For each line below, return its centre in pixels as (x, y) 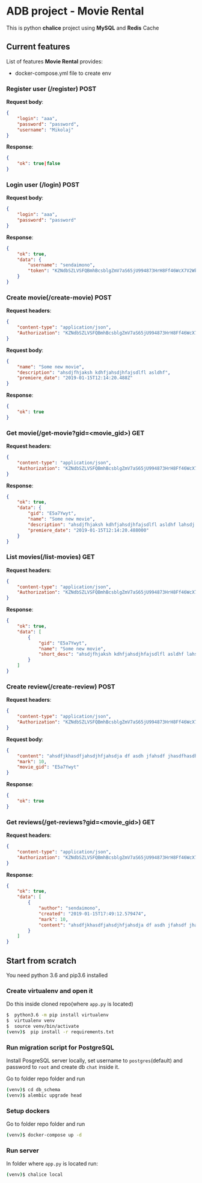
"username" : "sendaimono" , (62, 265)
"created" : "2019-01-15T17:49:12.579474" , (92, 914)
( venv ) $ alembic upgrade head (44, 1095)
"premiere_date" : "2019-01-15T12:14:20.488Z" (75, 378)
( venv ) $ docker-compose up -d (44, 1135)
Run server (23, 1150)
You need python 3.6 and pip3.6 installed (57, 975)
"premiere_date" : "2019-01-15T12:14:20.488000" (88, 530)
